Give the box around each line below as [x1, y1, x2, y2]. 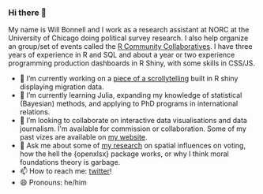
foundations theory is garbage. [19, 158, 121, 167]
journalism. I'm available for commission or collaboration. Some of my [19, 124, 247, 133]
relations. [19, 107, 51, 117]
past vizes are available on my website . [19, 132, 148, 142]
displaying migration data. [19, 82, 104, 91]
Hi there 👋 [8, 7, 47, 18]
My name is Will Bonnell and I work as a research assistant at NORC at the [8, 25, 250, 35]
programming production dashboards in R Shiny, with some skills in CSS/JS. [8, 58, 255, 68]
